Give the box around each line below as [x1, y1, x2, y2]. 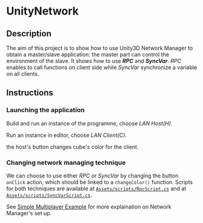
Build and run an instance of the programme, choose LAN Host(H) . [6, 119, 173, 127]
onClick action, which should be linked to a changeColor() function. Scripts [6, 178, 193, 185]
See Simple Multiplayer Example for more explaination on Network [6, 203, 171, 210]
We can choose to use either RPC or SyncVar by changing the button [6, 171, 179, 179]
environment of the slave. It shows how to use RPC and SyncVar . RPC [6, 58, 182, 64]
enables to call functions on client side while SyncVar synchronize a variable [6, 64, 198, 71]
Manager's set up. [6, 209, 52, 216]
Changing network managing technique [6, 158, 126, 167]
